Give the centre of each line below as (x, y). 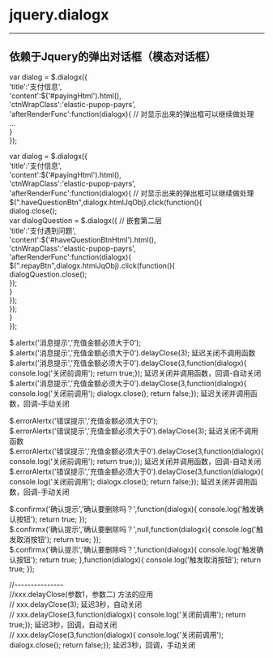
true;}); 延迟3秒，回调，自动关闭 (63, 624)
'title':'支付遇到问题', (43, 230)
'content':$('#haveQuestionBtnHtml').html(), (83, 239)
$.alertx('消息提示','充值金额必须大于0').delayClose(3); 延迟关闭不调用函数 (132, 353)
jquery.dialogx (59, 15)
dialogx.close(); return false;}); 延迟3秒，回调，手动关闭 (102, 645)
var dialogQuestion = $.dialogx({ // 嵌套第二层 (86, 220)
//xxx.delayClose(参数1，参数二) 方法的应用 (81, 594)
